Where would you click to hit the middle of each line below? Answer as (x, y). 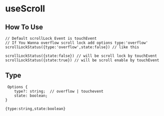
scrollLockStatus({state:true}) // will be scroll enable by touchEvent (82, 60)
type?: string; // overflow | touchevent (59, 91)
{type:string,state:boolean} (35, 109)
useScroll (25, 9)
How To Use (24, 27)
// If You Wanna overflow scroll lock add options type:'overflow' (77, 43)
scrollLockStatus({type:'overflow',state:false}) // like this (72, 47)
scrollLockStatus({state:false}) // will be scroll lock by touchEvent (81, 56)
